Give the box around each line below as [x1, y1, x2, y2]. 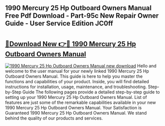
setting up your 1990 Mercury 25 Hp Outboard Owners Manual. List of [5, 94, 147, 100]
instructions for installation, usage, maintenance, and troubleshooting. [5, 84, 147, 90]
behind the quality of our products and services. [5, 115, 103, 121]
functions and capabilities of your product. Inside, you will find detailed [5, 79, 149, 84]
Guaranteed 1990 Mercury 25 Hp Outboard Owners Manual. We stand [5, 110, 147, 116]
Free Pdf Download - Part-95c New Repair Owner [5, 12, 159, 20]
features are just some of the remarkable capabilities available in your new [5, 99, 156, 105]
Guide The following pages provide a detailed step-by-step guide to [22, 89, 160, 95]
